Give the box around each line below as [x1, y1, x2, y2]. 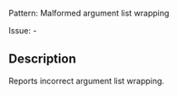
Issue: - [8, 25, 37, 35]
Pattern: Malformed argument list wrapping [8, 8, 170, 18]
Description [8, 52, 76, 67]
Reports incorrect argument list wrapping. [8, 75, 165, 86]
